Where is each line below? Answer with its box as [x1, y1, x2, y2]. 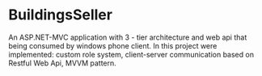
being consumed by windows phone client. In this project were [8, 40, 218, 50]
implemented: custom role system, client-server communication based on [8, 49, 255, 59]
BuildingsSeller [8, 6, 113, 24]
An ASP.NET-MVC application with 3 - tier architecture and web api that [8, 32, 247, 42]
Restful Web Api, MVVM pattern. [8, 58, 117, 68]
